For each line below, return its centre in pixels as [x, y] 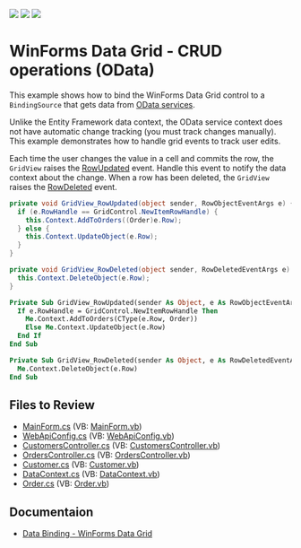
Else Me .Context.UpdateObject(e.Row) [96, 327]
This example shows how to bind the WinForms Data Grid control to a [138, 95]
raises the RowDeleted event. [64, 187]
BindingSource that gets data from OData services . [102, 104]
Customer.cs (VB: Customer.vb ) [81, 465]
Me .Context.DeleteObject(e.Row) [78, 369]
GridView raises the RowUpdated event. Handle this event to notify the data [148, 168]
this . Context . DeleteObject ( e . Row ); [84, 278]
